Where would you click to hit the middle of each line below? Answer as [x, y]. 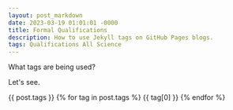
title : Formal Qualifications [58, 30]
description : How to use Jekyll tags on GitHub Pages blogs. [111, 37]
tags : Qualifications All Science [65, 45]
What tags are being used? [52, 67]
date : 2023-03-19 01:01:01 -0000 [63, 23]
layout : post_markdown [45, 15]
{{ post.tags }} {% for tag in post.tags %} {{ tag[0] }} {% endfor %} [117, 97]
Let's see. [24, 82]
